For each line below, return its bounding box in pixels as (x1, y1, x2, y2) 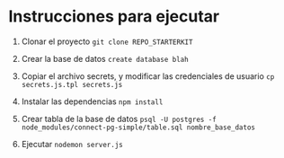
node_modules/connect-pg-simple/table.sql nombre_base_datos (21, 123, 256, 132)
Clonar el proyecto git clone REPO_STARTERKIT (21, 36, 193, 47)
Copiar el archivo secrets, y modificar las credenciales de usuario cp (21, 70, 275, 82)
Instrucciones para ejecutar (8, 6, 220, 27)
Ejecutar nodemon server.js (21, 138, 123, 149)
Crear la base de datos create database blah (21, 53, 190, 64)
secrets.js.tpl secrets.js (21, 80, 123, 89)
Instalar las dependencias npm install (21, 96, 164, 107)
